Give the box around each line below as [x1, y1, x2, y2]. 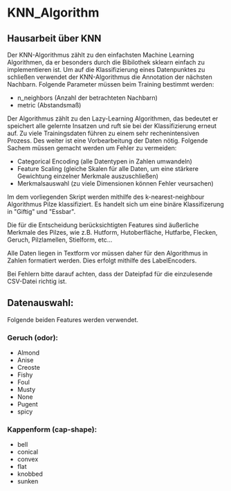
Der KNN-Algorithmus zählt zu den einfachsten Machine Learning [7, 51, 195, 59]
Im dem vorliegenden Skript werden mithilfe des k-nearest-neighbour [7, 193, 205, 201]
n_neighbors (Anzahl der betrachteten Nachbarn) [17, 93, 158, 102]
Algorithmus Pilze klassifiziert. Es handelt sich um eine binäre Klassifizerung [7, 200, 225, 208]
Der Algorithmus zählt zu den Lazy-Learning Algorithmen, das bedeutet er [7, 114, 219, 123]
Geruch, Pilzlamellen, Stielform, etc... [7, 235, 113, 244]
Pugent [17, 400, 38, 409]
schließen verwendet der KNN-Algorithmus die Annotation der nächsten [7, 73, 212, 81]
